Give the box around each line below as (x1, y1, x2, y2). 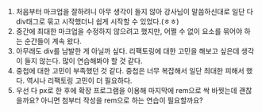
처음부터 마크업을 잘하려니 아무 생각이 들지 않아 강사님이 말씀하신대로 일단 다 (15, 7, 254, 16)
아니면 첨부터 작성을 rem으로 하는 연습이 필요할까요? (40, 95, 204, 105)
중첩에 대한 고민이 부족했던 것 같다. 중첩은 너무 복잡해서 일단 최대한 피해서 (15, 66, 245, 75)
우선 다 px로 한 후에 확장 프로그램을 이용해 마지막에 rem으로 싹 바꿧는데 (15, 86, 238, 95)
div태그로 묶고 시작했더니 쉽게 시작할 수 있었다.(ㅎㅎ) (15, 17, 179, 26)
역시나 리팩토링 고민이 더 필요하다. (26, 76, 133, 85)
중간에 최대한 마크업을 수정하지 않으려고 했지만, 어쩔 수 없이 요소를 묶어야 (15, 27, 243, 35)
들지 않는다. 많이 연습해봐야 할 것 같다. (24, 56, 143, 65)
